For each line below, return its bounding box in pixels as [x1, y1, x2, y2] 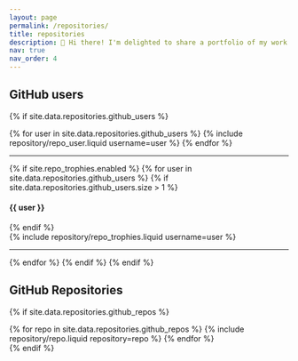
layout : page [9, 12, 58, 22]
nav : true [9, 46, 46, 55]
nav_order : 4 [9, 54, 58, 63]
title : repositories [9, 29, 86, 38]
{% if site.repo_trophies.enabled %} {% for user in [9, 163, 192, 173]
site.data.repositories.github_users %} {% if [9, 172, 169, 183]
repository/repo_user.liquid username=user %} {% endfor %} [9, 137, 233, 148]
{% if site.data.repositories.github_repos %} [9, 306, 170, 317]
